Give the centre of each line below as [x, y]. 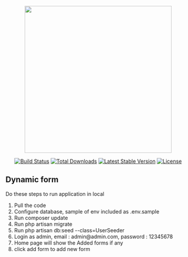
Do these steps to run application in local [55, 193]
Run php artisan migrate [43, 224]
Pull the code [30, 205]
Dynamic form [32, 180]
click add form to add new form [52, 249]
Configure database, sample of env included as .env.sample [87, 211]
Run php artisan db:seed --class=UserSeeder [69, 230]
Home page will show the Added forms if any [68, 243]
